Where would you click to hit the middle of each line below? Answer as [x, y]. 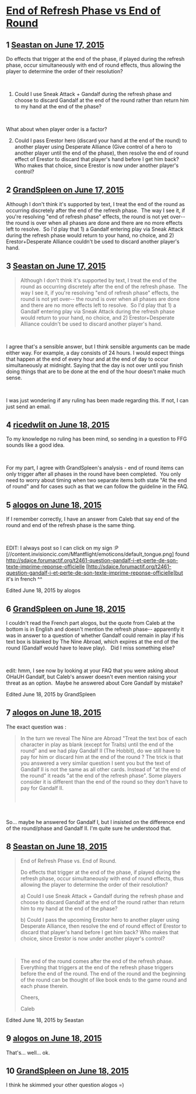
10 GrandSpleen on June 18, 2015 [68, 1071]
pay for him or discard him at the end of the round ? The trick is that [102, 757]
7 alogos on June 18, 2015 [54, 713]
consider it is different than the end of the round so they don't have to [104, 782]
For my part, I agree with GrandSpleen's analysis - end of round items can [95, 468]
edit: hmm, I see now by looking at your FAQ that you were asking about [92, 671]
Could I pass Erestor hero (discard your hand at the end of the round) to [101, 141]
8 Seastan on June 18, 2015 [57, 847]
